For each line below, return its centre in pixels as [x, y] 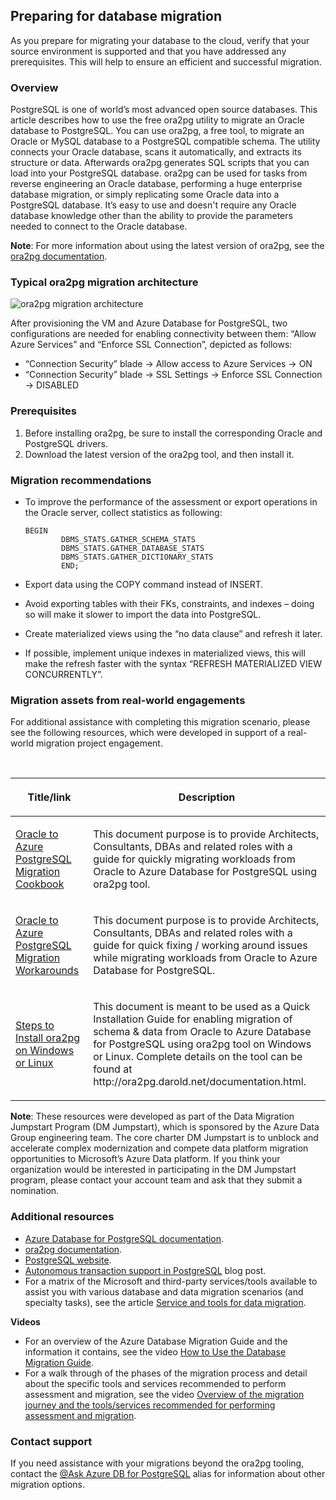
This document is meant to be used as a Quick [202, 1007]
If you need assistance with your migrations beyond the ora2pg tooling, [157, 1463]
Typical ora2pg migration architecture [104, 282]
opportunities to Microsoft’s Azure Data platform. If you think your [145, 1159]
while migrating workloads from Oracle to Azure [205, 958]
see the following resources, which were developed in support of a [148, 733]
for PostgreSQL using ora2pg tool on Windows [202, 1044]
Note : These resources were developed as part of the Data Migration [152, 1116]
